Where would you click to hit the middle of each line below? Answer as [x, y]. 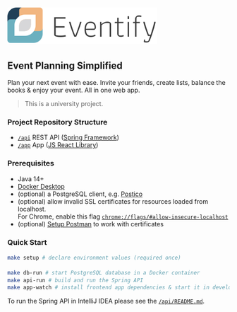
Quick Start [27, 242]
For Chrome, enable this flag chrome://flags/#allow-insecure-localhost [123, 216]
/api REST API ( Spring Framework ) [68, 137]
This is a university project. [64, 104]
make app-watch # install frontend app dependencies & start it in [109, 288]
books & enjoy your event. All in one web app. [74, 90]
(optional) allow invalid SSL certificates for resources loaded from [113, 201]
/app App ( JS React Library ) [58, 145]
